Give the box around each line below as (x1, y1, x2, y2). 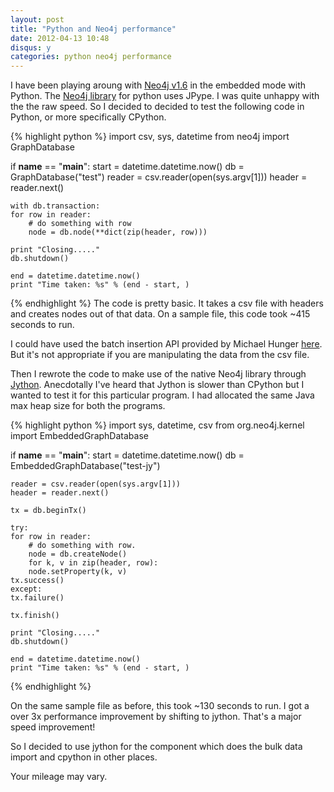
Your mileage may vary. (10, 771, 108, 783)
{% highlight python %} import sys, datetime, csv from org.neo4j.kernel (10, 419, 305, 431)
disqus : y (10, 42, 52, 53)
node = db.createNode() (28, 549, 128, 560)
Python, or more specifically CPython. (10, 111, 167, 123)
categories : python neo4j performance (10, 52, 172, 62)
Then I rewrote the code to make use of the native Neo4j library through (10, 368, 307, 380)
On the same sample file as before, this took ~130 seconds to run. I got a (10, 700, 310, 712)
